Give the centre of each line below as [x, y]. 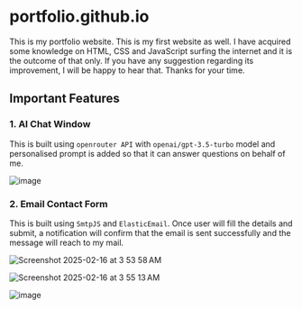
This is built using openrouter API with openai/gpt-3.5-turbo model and [142, 144]
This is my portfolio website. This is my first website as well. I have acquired [150, 41]
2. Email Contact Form [59, 204]
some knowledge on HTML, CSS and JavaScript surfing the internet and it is [151, 50]
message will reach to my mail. [67, 242]
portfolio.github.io [79, 17]
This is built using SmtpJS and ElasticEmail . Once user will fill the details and [151, 223]
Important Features [64, 99]
